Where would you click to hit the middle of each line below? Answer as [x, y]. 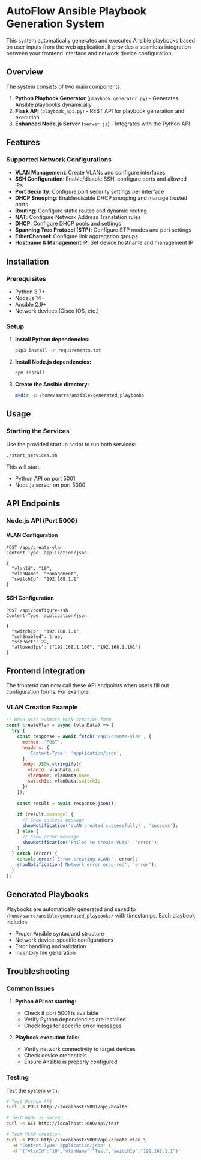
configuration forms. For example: [48, 692]
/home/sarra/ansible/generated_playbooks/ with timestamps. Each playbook [101, 915]
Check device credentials [55, 1056]
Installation [28, 261]
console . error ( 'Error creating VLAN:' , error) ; [77, 859]
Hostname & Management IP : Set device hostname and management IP [104, 243]
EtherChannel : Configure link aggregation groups [76, 236]
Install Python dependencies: [52, 340]
